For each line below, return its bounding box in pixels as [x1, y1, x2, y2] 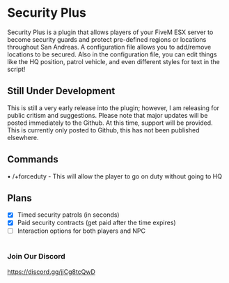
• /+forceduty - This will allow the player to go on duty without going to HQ [7, 172, 223, 181]
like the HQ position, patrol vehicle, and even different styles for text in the [7, 57, 221, 66]
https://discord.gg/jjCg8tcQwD [7, 267, 96, 276]
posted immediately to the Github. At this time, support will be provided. [7, 118, 214, 127]
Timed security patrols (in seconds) [17, 211, 120, 219]
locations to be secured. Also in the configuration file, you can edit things [7, 50, 217, 59]
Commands [7, 153, 59, 165]
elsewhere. [7, 133, 39, 141]
